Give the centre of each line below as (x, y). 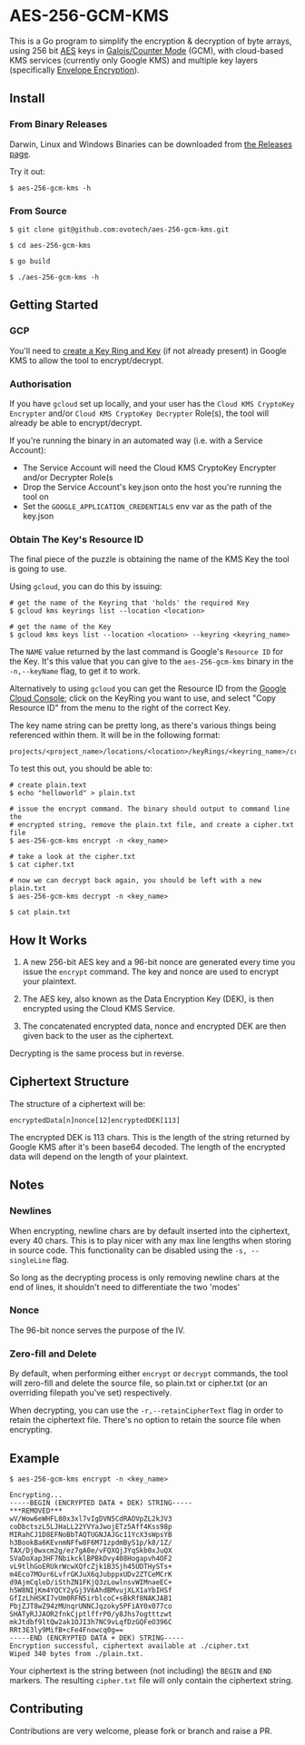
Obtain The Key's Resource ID (77, 539)
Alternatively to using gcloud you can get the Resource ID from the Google (148, 689)
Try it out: (27, 171)
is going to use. (38, 569)
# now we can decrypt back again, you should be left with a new (135, 881)
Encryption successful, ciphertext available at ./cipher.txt (129, 1646)
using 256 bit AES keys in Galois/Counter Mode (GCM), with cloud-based (147, 50)
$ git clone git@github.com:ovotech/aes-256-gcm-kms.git (119, 229)
